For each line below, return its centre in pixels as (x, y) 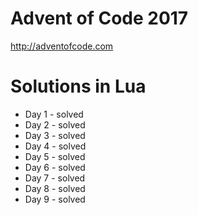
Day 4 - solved (55, 146)
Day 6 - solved (55, 167)
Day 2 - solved (55, 124)
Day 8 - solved (55, 188)
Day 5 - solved (55, 156)
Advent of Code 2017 (99, 18)
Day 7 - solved (55, 178)
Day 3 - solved (55, 135)
